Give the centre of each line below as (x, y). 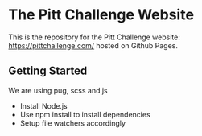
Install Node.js (43, 105)
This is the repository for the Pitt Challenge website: (95, 37)
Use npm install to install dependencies (85, 114)
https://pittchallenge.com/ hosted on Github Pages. (93, 45)
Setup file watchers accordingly (73, 123)
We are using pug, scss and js (58, 90)
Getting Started (48, 71)
